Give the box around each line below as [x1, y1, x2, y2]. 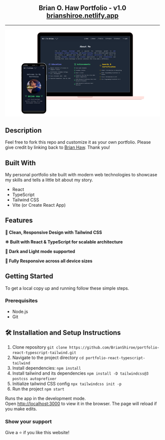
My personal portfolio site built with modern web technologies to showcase [5, 171, 158, 177]
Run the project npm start [12, 385, 65, 392]
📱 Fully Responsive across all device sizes [5, 258, 93, 264]
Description [5, 126, 42, 135]
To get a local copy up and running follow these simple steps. [5, 285, 129, 291]
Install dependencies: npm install [12, 365, 81, 371]
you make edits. [5, 406, 37, 412]
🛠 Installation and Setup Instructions [5, 329, 121, 337]
